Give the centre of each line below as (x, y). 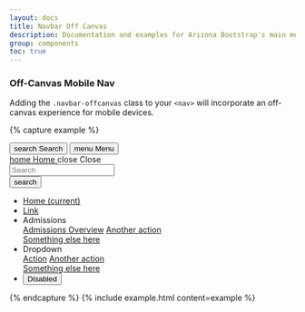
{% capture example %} (54, 130)
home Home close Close (55, 160)
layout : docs (34, 18)
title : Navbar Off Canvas (58, 26)
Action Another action (64, 258)
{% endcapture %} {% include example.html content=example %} (133, 298)
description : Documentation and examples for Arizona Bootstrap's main (148, 34)
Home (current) (51, 201)
